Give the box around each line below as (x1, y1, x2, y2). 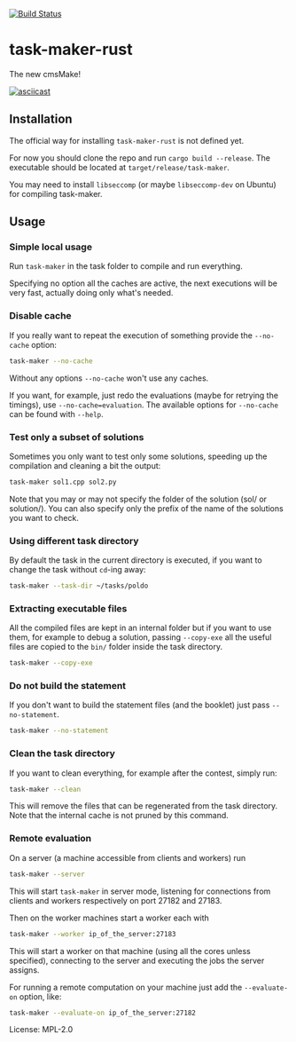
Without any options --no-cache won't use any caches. (9, 373, 209, 383)
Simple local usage (9, 241, 93, 253)
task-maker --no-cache (9, 356, 93, 366)
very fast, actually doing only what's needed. (9, 288, 174, 298)
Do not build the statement (9, 680, 127, 692)
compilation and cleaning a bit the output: (9, 460, 161, 470)
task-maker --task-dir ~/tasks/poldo (9, 581, 149, 590)
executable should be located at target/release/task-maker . (9, 162, 230, 172)
